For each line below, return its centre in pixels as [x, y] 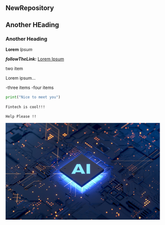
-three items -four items [30, 87]
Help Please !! [21, 116]
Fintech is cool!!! [25, 107]
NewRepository [30, 8]
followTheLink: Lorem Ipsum [35, 59]
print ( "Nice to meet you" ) [33, 97]
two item [14, 69]
